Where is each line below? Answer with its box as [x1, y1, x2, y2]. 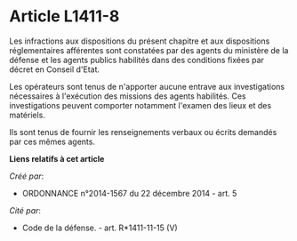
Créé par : [9, 171, 44, 181]
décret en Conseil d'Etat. [9, 64, 100, 75]
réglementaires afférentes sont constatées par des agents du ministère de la [9, 44, 289, 55]
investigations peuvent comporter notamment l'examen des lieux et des [9, 100, 272, 110]
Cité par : [9, 205, 42, 215]
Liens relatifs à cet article [9, 153, 105, 164]
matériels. [9, 109, 46, 120]
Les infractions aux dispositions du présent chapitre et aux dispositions [9, 36, 270, 46]
